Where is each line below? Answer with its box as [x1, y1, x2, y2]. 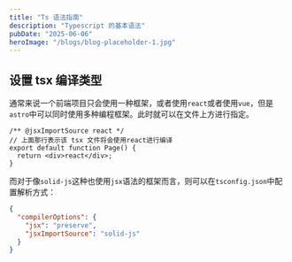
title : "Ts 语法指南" [9, 12, 84, 22]
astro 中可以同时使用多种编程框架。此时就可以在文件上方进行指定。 [9, 109, 254, 119]
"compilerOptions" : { [17, 212, 97, 221]
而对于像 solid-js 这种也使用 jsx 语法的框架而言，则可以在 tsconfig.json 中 [9, 176, 275, 187]
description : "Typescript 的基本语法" [9, 21, 146, 30]
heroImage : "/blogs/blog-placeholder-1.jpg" [9, 37, 176, 47]
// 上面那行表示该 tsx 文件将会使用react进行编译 [9, 136, 173, 145]
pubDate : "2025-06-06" [9, 29, 93, 38]
